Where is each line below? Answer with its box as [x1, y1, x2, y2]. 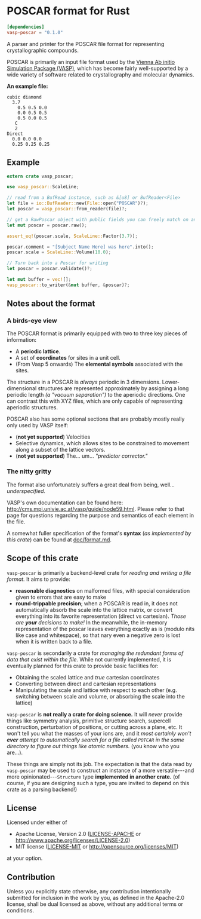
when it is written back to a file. [15, 638, 93, 645]
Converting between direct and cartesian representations [15, 680, 157, 687]
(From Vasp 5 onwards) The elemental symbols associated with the [15, 360, 183, 368]
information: [7, 336, 37, 344]
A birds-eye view [7, 317, 57, 325]
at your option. [7, 854, 43, 862]
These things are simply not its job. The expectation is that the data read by [7, 760, 193, 767]
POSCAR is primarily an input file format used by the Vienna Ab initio [7, 58, 175, 65]
